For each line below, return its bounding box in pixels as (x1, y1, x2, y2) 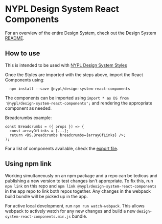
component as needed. (5, 105, 52, 111)
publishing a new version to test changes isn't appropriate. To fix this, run (5, 178, 153, 183)
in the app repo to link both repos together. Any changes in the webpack (5, 188, 151, 194)
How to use (5, 49, 40, 58)
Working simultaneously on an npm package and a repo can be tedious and (5, 172, 158, 179)
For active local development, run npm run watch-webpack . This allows (5, 203, 145, 208)
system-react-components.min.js (5, 214, 71, 219)
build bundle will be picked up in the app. (5, 193, 88, 199)
